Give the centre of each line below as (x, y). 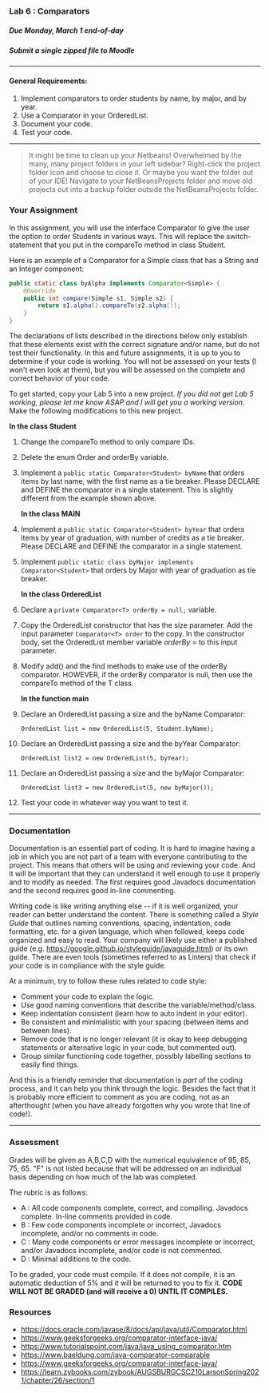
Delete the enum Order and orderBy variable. (95, 457)
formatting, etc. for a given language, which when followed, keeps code (127, 932)
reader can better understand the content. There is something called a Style (134, 915)
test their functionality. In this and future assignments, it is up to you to (125, 353)
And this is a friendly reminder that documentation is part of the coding (126, 1080)
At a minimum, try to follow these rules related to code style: (108, 981)
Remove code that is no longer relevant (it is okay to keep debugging (134, 1039)
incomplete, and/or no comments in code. (89, 1233)
